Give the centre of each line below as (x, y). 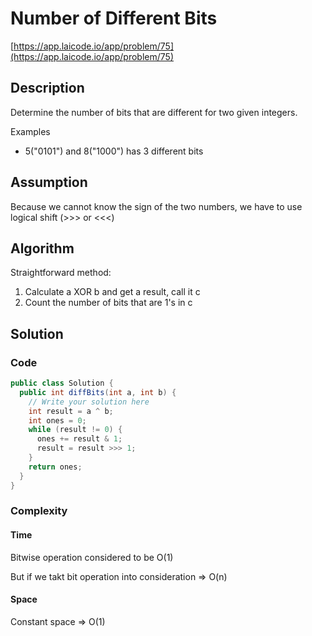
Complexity (39, 511)
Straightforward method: (61, 273)
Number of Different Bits (114, 18)
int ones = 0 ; (57, 420)
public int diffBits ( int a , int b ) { (98, 392)
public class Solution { (62, 383)
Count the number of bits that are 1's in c (108, 303)
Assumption (49, 182)
